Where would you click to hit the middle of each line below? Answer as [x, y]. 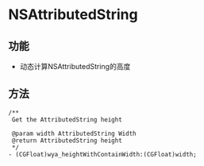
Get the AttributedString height [67, 120]
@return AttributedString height [67, 141]
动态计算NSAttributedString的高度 [75, 66]
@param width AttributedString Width [74, 133]
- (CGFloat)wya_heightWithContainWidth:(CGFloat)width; [102, 154]
